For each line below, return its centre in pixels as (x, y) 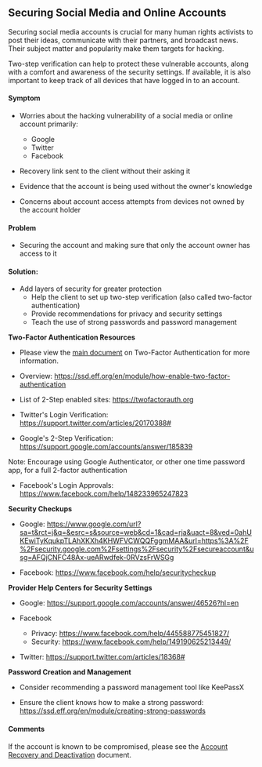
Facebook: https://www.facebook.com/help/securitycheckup (118, 573)
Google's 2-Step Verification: (66, 438)
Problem (22, 227)
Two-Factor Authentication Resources (72, 337)
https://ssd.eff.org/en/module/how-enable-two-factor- (142, 376)
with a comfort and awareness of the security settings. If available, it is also (130, 72)
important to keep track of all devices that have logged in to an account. (124, 80)
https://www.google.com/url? (94, 524)
